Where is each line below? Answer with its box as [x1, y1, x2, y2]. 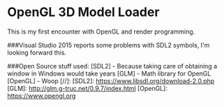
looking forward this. [7, 48, 67, 57]
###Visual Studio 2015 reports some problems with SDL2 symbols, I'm [7, 41, 210, 49]
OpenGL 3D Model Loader [7, 4, 160, 20]
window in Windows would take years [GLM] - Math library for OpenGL [7, 69, 211, 78]
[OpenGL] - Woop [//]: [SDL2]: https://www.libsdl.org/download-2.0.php [7, 76, 215, 85]
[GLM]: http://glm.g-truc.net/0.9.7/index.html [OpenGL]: [7, 84, 167, 92]
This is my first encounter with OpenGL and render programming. [7, 27, 195, 36]
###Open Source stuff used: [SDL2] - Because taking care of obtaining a [7, 62, 218, 70]
